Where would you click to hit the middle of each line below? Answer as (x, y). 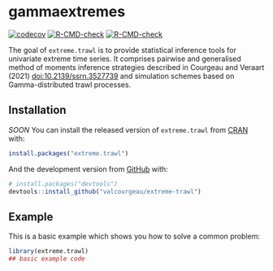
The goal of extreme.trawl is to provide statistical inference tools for (123, 50)
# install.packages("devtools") (63, 184)
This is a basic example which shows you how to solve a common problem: (134, 236)
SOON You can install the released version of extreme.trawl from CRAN (128, 129)
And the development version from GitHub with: (88, 168)
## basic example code (47, 259)
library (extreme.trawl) (49, 251)
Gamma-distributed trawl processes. (70, 85)
